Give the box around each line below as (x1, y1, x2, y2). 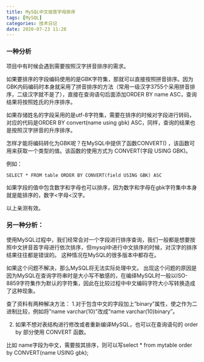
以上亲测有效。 (6, 204, 44, 211)
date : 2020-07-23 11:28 (6, 26, 67, 32)
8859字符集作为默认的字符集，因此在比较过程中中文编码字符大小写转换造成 (6, 279, 196, 287)
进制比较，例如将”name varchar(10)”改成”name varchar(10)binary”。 (6, 308, 178, 315)
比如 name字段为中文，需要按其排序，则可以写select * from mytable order (6, 341, 193, 349)
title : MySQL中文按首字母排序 (6, 9, 76, 15)
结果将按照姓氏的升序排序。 (6, 98, 76, 106)
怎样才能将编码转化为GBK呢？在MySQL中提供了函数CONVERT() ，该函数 (6, 139, 190, 147)
